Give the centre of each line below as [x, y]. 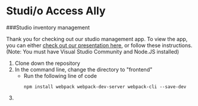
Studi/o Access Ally [56, 11]
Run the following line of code [60, 76]
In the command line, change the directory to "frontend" [84, 69]
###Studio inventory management [48, 27]
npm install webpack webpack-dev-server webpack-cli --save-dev [105, 87]
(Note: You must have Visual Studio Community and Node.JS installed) [93, 51]
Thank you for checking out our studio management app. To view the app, [97, 39]
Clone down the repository [47, 63]
